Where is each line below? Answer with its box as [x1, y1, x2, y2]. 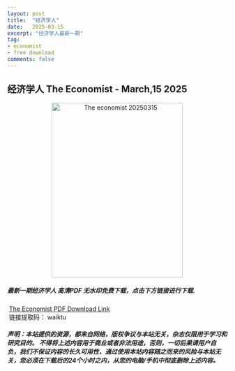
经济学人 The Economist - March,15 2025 [7, 83, 188, 95]
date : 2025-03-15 [7, 23, 64, 30]
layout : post [7, 10, 45, 17]
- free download [7, 50, 54, 57]
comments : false [7, 56, 54, 63]
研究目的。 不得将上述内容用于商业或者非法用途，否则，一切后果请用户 [7, 339, 211, 347]
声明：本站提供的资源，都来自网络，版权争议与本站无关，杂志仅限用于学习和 [7, 330, 227, 339]
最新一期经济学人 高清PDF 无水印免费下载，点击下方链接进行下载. [7, 286, 195, 295]
